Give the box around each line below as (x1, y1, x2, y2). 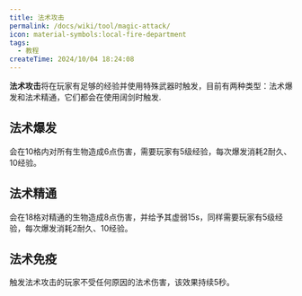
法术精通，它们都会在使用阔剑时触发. (24, 91, 162, 102)
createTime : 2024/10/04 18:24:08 (9, 55, 135, 64)
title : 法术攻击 (9, 13, 65, 22)
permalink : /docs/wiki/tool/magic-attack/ (9, 22, 171, 30)
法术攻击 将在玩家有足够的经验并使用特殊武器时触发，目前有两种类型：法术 (9, 81, 285, 91)
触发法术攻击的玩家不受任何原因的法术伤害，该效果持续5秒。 (9, 277, 235, 288)
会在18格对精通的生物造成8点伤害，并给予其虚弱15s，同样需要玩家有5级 (9, 212, 276, 222)
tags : (9, 38, 30, 48)
